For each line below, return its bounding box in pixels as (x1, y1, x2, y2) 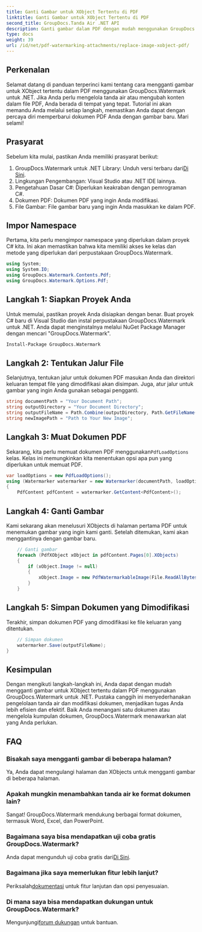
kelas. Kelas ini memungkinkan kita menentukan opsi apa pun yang (6, 454, 173, 461)
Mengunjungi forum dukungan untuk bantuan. (6, 919, 118, 926)
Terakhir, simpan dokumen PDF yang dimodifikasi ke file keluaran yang (6, 618, 182, 626)
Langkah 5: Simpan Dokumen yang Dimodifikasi (6, 603, 190, 613)
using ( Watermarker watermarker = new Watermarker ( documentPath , (6, 478, 173, 484)
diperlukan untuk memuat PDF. (6, 461, 83, 468)
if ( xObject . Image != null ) (28, 563, 98, 569)
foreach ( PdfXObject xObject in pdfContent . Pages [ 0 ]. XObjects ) (17, 552, 179, 558)
